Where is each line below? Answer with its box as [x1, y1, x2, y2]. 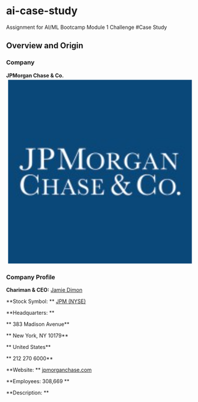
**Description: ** [6, 389, 49, 396]
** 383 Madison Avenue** [6, 321, 70, 328]
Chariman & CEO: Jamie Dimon [6, 286, 82, 294]
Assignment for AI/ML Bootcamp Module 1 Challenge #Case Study [6, 24, 167, 31]
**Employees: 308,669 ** [6, 378, 70, 385]
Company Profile [6, 273, 55, 281]
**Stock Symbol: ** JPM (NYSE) [6, 298, 87, 305]
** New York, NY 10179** [6, 332, 69, 340]
